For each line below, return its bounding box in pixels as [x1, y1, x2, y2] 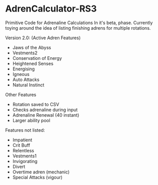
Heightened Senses [12, 60, 54, 66]
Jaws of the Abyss [12, 44, 51, 50]
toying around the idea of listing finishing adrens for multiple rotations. [5, 25, 151, 31]
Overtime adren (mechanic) [12, 169, 70, 175]
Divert [12, 163, 26, 169]
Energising [12, 66, 35, 72]
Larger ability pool [12, 117, 50, 123]
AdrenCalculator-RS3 [5, 3, 97, 15]
